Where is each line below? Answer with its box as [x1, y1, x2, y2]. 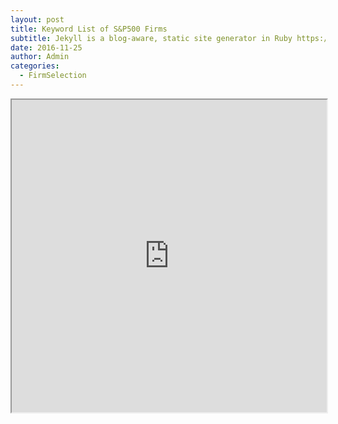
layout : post [10, 14, 65, 25]
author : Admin [10, 52, 70, 62]
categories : [10, 61, 60, 71]
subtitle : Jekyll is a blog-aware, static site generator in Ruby [10, 33, 293, 43]
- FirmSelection [19, 71, 87, 81]
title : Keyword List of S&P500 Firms [10, 24, 168, 34]
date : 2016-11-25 [10, 42, 83, 53]
